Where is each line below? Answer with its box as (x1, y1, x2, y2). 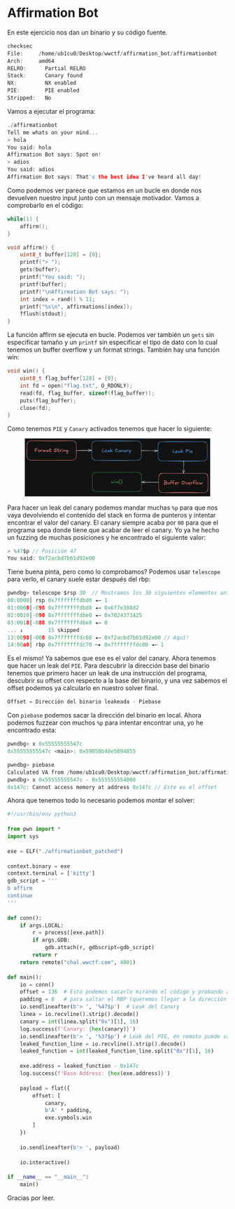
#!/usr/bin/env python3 (7, 811, 77, 818)
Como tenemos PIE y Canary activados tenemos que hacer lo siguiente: (7, 425, 212, 433)
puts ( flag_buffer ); (20, 397, 77, 404)
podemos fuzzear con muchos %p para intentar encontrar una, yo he (7, 718, 204, 727)
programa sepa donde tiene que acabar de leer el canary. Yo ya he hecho (7, 525, 220, 534)
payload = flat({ (20, 1085, 71, 1092)
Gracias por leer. (7, 1194, 55, 1202)
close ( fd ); (20, 404, 52, 411)
